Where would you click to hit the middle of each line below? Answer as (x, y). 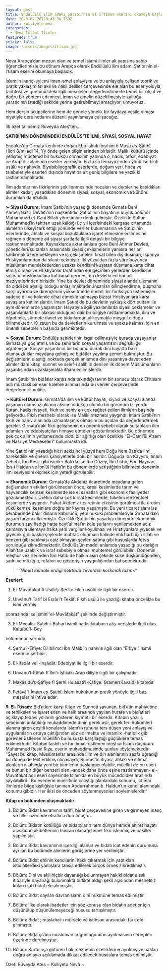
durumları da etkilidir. (27, 197)
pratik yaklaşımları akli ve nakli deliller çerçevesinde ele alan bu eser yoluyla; (84, 86)
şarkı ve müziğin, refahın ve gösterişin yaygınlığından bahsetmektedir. (77, 560)
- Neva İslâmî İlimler (33, 33)
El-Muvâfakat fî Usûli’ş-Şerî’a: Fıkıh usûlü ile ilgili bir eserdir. (74, 589)
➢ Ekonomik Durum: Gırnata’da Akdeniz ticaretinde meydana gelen (74, 482)
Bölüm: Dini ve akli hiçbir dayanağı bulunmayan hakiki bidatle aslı (79, 875)
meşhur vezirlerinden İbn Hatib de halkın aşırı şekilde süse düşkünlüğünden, (83, 555)
